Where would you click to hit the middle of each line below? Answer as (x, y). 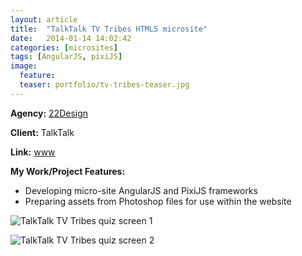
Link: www (33, 152)
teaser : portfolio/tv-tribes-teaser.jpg (104, 85)
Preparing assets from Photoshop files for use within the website (158, 201)
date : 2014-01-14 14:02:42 (71, 38)
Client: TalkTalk (42, 132)
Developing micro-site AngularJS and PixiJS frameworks (141, 190)
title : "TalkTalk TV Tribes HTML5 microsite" (109, 29)
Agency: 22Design (49, 113)
